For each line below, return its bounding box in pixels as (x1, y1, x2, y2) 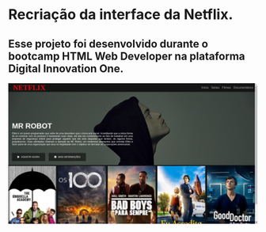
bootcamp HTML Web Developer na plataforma (8, 49, 245, 63)
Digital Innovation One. (8, 62, 124, 75)
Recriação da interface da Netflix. (8, 6, 234, 24)
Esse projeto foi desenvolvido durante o (8, 37, 208, 51)
